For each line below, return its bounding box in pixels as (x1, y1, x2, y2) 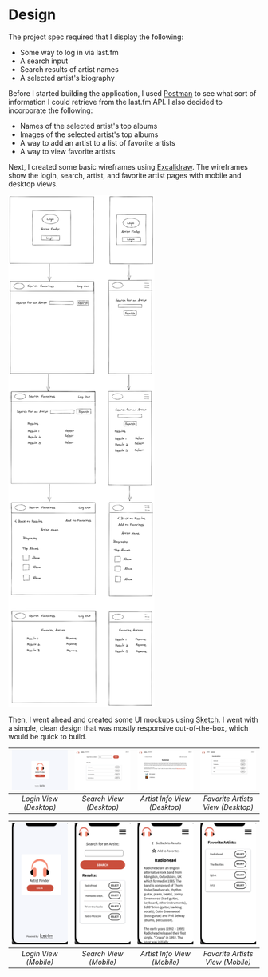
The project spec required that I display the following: (8, 32, 184, 42)
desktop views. (8, 178, 58, 189)
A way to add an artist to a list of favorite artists (19, 138, 175, 147)
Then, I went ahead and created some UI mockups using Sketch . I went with (8, 715, 258, 724)
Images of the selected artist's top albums (19, 130, 159, 139)
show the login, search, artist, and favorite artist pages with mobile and (8, 170, 242, 180)
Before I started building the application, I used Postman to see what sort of (8, 88, 257, 98)
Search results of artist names (19, 64, 120, 74)
